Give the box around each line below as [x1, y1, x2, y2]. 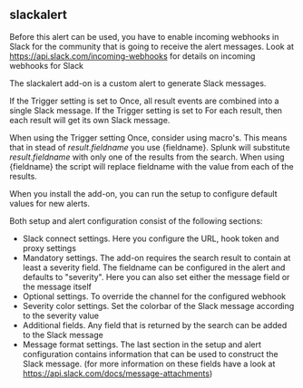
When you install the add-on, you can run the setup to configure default [9, 188, 279, 199]
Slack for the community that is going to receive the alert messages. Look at [9, 41, 295, 52]
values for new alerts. [9, 198, 91, 209]
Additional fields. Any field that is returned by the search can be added [22, 319, 288, 330]
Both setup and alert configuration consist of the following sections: [9, 215, 263, 226]
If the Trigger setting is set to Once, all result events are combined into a [9, 95, 279, 106]
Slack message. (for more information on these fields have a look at [22, 358, 276, 369]
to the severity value [22, 310, 100, 321]
